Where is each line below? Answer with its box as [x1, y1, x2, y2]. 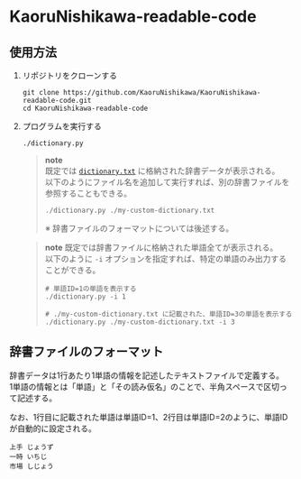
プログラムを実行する [22, 121, 102, 132]
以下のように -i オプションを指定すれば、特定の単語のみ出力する [44, 253, 287, 263]
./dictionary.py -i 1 [44, 292, 126, 301]
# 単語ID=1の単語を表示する [44, 284, 137, 293]
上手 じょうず [9, 442, 54, 452]
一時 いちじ [9, 452, 48, 461]
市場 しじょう [9, 462, 54, 471]
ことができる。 [44, 264, 101, 275]
